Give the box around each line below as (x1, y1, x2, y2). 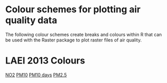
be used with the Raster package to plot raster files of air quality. (5, 37, 142, 43)
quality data (5, 14, 57, 26)
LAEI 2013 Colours (5, 55, 86, 67)
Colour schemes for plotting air (5, 4, 141, 15)
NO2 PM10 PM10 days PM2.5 (5, 72, 67, 78)
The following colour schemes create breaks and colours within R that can (5, 31, 162, 37)
